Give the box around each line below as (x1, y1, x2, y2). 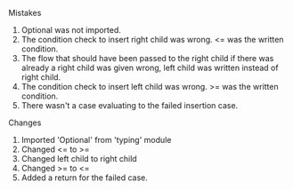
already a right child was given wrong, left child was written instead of (20, 62, 279, 73)
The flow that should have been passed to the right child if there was (20, 53, 274, 63)
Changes (8, 117, 42, 128)
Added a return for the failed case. (20, 172, 149, 183)
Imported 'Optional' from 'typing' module (20, 135, 172, 145)
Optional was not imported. (20, 25, 122, 35)
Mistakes (8, 8, 42, 18)
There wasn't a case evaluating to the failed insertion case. (20, 100, 239, 110)
